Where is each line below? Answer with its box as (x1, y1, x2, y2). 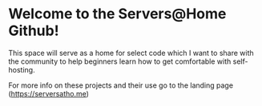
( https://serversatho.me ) (8, 88, 90, 98)
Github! (8, 22, 59, 40)
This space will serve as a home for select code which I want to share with (8, 48, 254, 57)
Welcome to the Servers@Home (8, 5, 227, 23)
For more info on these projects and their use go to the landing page (8, 80, 234, 90)
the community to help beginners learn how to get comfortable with (8, 57, 232, 66)
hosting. (8, 65, 35, 74)
